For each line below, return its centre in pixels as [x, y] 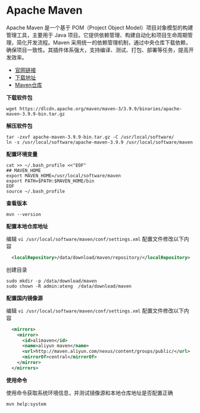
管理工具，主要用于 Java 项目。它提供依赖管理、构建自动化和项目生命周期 [97, 35]
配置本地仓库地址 [27, 226]
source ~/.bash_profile [36, 191]
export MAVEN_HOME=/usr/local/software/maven [63, 176]
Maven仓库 [29, 85]
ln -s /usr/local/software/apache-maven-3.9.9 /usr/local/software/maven [100, 142]
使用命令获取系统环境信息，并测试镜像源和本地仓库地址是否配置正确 [90, 393]
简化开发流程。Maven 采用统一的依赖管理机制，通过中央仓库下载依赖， [104, 42]
